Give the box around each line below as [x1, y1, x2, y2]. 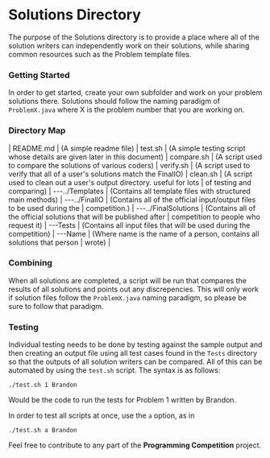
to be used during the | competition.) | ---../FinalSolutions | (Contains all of [8, 203, 256, 212]
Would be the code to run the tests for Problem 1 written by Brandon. [8, 395, 236, 405]
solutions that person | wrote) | [8, 237, 111, 247]
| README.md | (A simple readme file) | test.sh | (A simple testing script [8, 143, 246, 153]
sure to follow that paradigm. [8, 301, 104, 311]
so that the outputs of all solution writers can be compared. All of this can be [8, 357, 263, 367]
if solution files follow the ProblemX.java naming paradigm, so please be [8, 292, 247, 303]
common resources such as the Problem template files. [8, 49, 192, 59]
